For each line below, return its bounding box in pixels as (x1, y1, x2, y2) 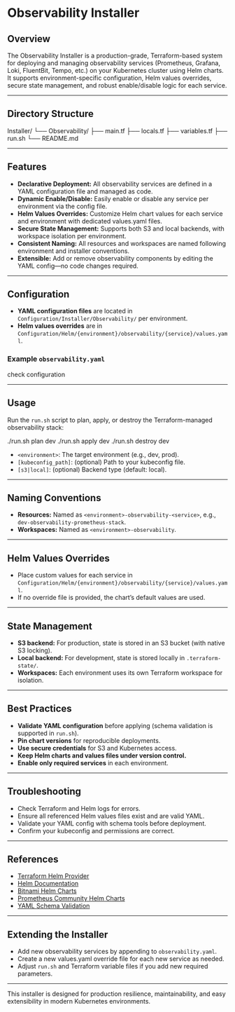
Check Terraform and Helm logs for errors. (17, 804, 141, 812)
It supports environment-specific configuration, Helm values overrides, (7, 74, 212, 82)
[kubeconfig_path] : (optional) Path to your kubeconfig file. (17, 458, 185, 466)
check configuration (7, 370, 65, 378)
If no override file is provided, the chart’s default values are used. (17, 594, 206, 602)
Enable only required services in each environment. (17, 758, 169, 767)
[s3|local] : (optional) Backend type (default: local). (17, 465, 167, 474)
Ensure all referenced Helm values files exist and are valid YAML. (17, 812, 205, 820)
